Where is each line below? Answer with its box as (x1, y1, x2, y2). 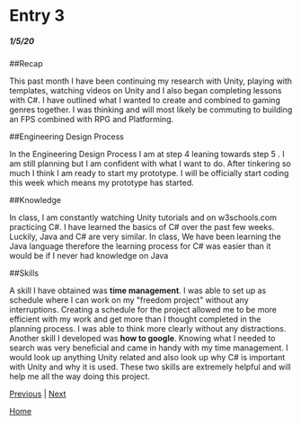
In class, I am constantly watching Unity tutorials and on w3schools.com (9, 212, 277, 223)
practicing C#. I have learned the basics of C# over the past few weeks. (9, 222, 275, 233)
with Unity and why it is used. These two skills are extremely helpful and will (9, 361, 291, 373)
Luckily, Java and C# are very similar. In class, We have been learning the (9, 231, 281, 243)
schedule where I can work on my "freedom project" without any (9, 295, 249, 305)
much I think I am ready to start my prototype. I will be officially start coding (9, 168, 289, 179)
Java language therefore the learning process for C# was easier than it (9, 241, 271, 252)
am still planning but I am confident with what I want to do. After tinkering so (9, 158, 292, 169)
